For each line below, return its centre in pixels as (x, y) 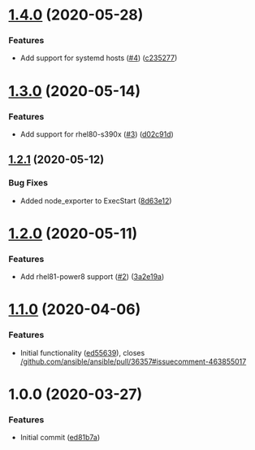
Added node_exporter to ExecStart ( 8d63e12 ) (96, 200)
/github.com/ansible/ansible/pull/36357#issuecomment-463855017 (133, 361)
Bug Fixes (28, 183)
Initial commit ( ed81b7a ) (60, 438)
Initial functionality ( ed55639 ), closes (82, 352)
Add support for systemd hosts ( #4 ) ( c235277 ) (99, 58)
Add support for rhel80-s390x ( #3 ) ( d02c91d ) (97, 134)
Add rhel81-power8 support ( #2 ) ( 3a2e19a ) (92, 277)
